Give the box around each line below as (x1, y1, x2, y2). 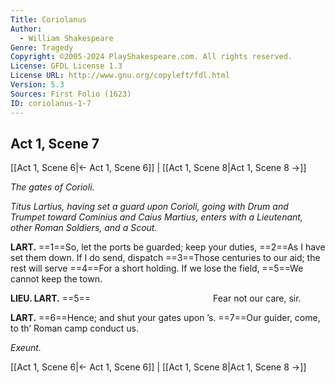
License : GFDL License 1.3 (10, 61, 123, 71)
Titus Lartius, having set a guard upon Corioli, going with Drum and (10, 201, 289, 213)
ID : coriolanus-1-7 (10, 98, 92, 108)
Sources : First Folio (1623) (10, 89, 132, 99)
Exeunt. (10, 342, 42, 354)
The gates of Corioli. (10, 181, 95, 193)
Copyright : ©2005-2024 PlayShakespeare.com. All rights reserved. (10, 52, 293, 62)
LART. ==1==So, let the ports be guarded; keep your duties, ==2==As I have (10, 241, 326, 253)
